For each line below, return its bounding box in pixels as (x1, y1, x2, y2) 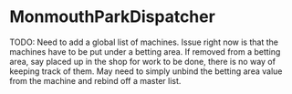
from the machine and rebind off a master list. (9, 75, 182, 86)
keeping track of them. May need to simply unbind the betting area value (9, 66, 283, 77)
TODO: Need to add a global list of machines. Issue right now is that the (9, 37, 278, 47)
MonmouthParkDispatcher (9, 6, 216, 27)
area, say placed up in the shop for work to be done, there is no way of (9, 56, 276, 67)
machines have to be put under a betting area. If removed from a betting (9, 46, 281, 57)
